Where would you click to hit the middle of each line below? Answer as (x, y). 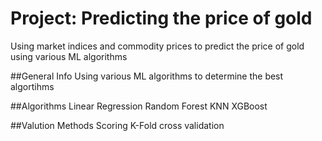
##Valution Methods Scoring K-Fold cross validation (117, 125)
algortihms (32, 86)
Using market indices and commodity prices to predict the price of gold (157, 46)
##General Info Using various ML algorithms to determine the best (147, 76)
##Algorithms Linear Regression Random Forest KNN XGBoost (139, 106)
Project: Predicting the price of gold (161, 18)
